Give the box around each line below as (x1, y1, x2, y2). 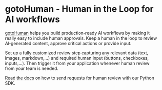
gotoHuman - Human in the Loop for (5, 3, 154, 15)
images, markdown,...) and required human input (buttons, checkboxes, (5, 55, 149, 61)
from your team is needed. (5, 65, 59, 71)
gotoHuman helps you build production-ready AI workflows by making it (5, 30, 150, 36)
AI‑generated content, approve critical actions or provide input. (5, 40, 132, 46)
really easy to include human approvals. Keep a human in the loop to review (5, 35, 157, 41)
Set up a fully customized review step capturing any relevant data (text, (5, 50, 149, 56)
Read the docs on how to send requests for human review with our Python (5, 75, 155, 81)
